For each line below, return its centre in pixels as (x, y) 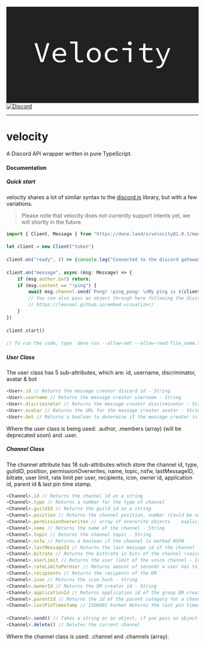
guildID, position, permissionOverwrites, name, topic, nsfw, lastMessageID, (100, 471)
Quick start (21, 182)
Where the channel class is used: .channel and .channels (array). (88, 636)
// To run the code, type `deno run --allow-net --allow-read (87, 343)
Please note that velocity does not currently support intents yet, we (106, 215)
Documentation (27, 167)
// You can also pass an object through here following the (106, 298)
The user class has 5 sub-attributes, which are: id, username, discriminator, (101, 373)
